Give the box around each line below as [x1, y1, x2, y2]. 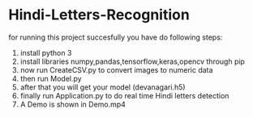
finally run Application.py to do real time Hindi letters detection [19, 90, 229, 100]
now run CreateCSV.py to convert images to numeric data [19, 65, 213, 74]
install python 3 [19, 48, 72, 57]
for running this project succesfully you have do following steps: [8, 32, 223, 42]
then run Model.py [19, 73, 83, 83]
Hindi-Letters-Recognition [8, 6, 191, 24]
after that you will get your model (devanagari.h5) [19, 82, 186, 92]
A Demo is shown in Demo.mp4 [19, 99, 126, 109]
